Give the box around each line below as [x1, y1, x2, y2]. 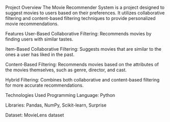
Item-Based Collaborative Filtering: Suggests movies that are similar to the [5, 46, 162, 52]
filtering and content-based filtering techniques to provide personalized [5, 15, 156, 21]
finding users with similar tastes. [5, 36, 74, 42]
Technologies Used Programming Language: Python [5, 92, 115, 98]
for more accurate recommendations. [5, 82, 84, 88]
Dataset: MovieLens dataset [5, 112, 64, 118]
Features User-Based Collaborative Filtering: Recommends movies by [5, 31, 152, 36]
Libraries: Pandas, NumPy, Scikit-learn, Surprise [5, 102, 107, 108]
